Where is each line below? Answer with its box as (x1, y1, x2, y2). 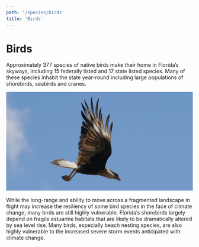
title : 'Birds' (6, 15, 44, 22)
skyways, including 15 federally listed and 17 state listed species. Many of (6, 68, 185, 75)
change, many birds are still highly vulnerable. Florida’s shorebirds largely (6, 209, 185, 216)
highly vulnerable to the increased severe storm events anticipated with (6, 228, 181, 235)
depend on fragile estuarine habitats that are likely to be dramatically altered (6, 216, 192, 223)
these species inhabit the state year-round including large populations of (6, 74, 184, 81)
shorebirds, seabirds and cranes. (6, 80, 87, 87)
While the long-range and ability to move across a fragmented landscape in (6, 197, 191, 204)
